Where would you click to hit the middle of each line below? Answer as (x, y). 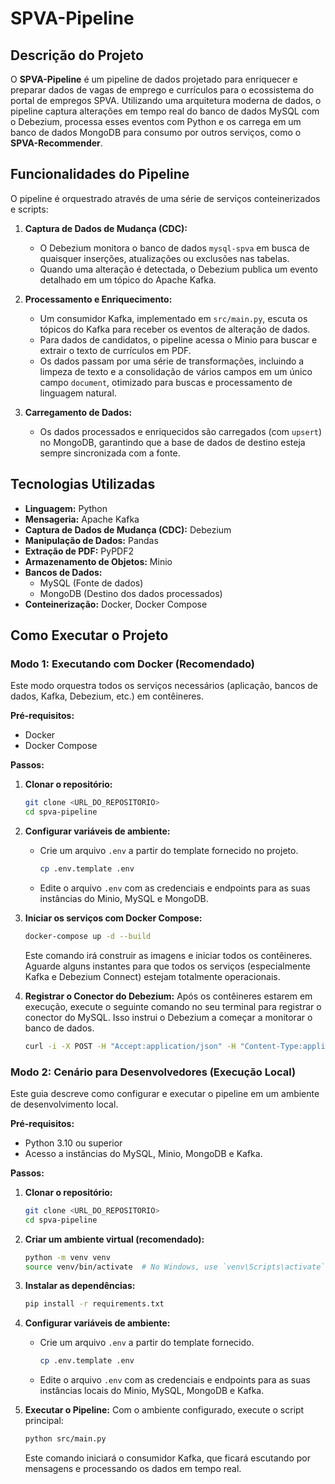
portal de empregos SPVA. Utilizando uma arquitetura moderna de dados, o (166, 100)
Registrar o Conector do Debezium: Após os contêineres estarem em (168, 996)
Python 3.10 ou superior (73, 1143)
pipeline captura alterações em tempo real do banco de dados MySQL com (165, 111)
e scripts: (29, 209)
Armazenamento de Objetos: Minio (98, 561)
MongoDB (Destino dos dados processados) (131, 593)
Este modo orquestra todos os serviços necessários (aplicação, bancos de (164, 686)
